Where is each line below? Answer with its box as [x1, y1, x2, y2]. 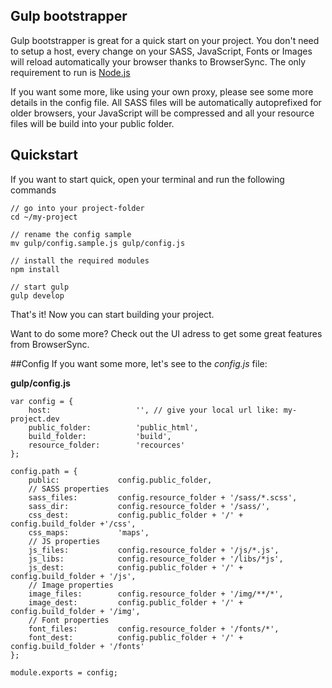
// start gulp [10, 282, 70, 292]
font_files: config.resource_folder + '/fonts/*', [28, 624, 280, 634]
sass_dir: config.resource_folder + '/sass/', [28, 501, 271, 511]
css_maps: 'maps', [28, 527, 150, 538]
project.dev [10, 414, 60, 424]
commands [10, 184, 57, 196]
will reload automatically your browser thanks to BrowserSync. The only [10, 55, 307, 68]
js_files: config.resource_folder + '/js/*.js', [28, 545, 280, 555]
